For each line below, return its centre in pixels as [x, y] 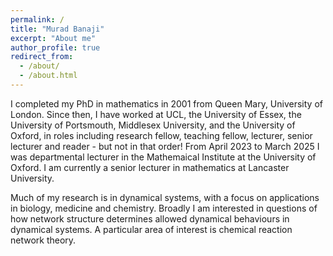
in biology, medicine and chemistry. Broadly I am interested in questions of [164, 208]
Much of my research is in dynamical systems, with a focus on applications [165, 197]
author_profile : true [55, 47]
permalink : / [37, 19]
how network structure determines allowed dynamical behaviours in [150, 218]
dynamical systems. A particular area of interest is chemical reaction [151, 229]
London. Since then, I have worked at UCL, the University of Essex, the [156, 114]
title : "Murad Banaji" [57, 29]
